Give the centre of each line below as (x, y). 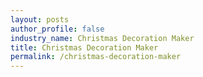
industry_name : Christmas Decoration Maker (102, 38)
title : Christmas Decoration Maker (84, 47)
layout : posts (40, 19)
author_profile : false (57, 29)
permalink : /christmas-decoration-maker (96, 57)
